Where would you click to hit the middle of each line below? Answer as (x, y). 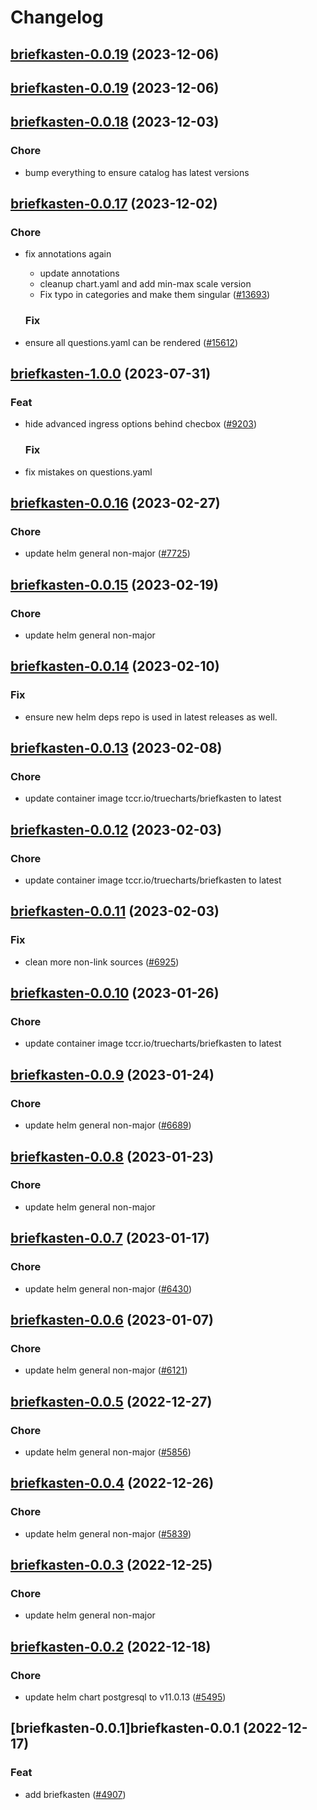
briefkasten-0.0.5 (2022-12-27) (111, 1401)
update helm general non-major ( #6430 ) (108, 1288)
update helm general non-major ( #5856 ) (108, 1452)
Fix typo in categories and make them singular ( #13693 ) (155, 295)
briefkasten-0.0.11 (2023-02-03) (115, 911)
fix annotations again (68, 254)
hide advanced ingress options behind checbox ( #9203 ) (140, 424)
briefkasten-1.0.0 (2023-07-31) (111, 374)
